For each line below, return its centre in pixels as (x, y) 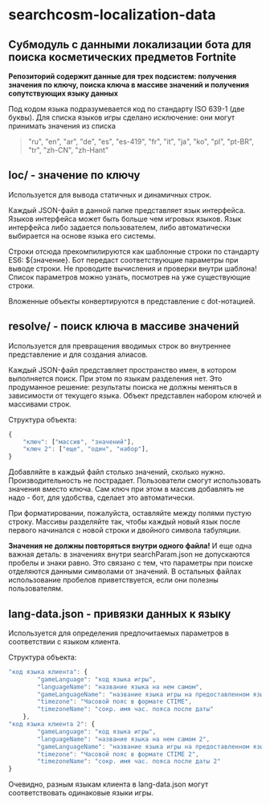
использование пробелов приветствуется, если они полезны (113, 580)
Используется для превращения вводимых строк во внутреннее (120, 345)
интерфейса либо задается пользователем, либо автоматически (120, 227)
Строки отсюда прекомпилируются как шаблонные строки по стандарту (134, 251)
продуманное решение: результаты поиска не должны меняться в (123, 386)
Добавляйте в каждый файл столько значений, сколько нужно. (117, 472)
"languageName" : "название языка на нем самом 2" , (124, 739)
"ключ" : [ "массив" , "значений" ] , (79, 442)
